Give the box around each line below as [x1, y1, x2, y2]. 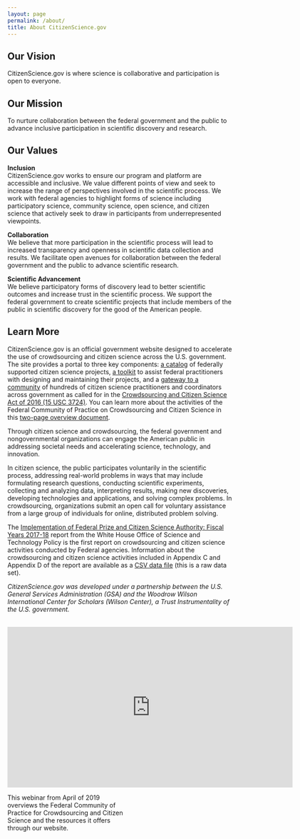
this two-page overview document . [7, 413, 110, 421]
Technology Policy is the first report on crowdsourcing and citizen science [7, 538, 226, 546]
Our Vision [7, 50, 56, 62]
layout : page [7, 10, 46, 18]
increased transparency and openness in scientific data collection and [7, 246, 214, 254]
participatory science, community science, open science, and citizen [7, 201, 210, 210]
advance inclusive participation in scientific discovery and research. [7, 124, 207, 132]
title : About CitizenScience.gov [7, 24, 107, 31]
